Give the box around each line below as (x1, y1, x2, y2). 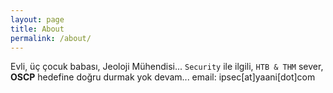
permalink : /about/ (10, 33, 92, 43)
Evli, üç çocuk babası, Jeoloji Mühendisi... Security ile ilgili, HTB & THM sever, (10, 61, 324, 73)
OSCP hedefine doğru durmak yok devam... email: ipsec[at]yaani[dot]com (10, 71, 316, 83)
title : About (10, 24, 65, 34)
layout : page (10, 14, 65, 25)
